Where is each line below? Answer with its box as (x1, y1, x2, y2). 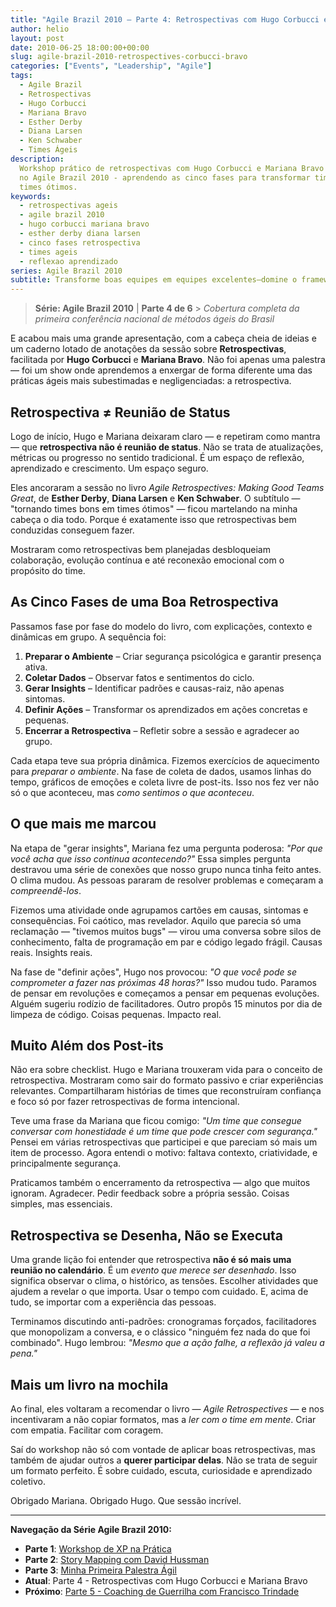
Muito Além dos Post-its (10, 1037, 164, 1054)
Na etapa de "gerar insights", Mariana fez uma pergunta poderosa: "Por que (10, 842, 323, 854)
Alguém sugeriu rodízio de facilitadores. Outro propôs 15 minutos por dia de (10, 997, 323, 1010)
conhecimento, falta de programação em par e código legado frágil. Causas (10, 936, 323, 948)
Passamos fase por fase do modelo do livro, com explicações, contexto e (10, 620, 313, 632)
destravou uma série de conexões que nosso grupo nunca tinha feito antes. (10, 863, 322, 875)
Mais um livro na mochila (10, 1376, 169, 1393)
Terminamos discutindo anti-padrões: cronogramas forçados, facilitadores (10, 1316, 317, 1328)
